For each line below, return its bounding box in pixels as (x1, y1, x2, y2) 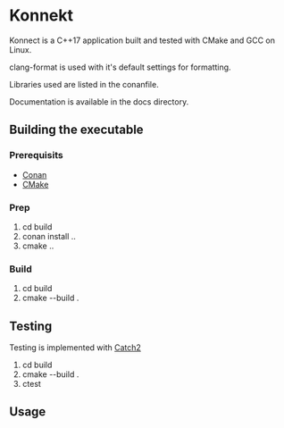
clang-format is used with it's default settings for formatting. (9, 62, 231, 72)
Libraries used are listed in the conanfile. (9, 79, 159, 89)
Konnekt (9, 5, 74, 26)
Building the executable (9, 122, 145, 138)
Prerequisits (9, 149, 64, 162)
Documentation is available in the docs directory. (9, 96, 189, 107)
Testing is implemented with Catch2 (9, 342, 141, 353)
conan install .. (21, 231, 76, 241)
